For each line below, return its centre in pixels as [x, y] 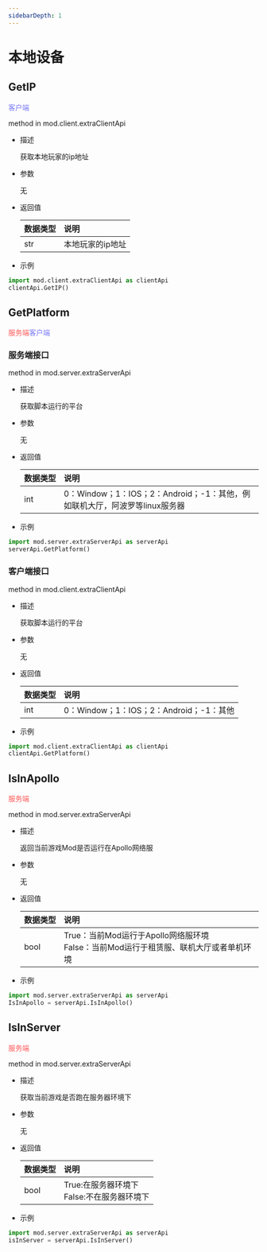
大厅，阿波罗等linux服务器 [136, 506]
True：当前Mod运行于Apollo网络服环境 [136, 936]
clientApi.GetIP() [39, 288]
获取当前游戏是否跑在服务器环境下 [75, 1097]
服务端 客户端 [29, 333]
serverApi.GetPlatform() [49, 549]
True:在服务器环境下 [101, 1184]
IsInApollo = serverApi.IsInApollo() [71, 1002]
